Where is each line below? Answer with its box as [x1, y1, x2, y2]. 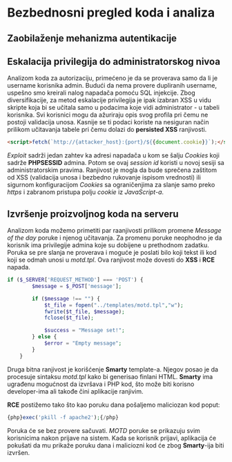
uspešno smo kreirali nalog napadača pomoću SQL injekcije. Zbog [7, 88, 195, 97]
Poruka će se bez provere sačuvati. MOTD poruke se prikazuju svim [7, 426, 200, 434]
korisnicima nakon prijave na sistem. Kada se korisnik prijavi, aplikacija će [7, 434, 216, 442]
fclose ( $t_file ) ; [43, 314, 95, 322]
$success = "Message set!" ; [43, 327, 126, 334]
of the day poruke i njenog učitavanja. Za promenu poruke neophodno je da [7, 233, 222, 242]
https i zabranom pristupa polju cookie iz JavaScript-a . [7, 188, 164, 196]
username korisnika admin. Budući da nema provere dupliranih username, [7, 81, 217, 90]
